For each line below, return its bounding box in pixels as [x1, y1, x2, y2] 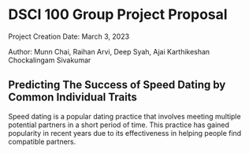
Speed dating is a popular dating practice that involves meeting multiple [8, 111, 242, 121]
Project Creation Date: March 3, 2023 [8, 32, 130, 41]
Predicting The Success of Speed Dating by [8, 78, 226, 92]
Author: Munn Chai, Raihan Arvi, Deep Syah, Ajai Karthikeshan [8, 47, 210, 56]
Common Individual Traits [8, 91, 138, 104]
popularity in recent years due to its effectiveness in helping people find [8, 128, 242, 137]
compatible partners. [8, 137, 76, 146]
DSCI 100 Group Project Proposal [8, 6, 228, 24]
